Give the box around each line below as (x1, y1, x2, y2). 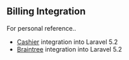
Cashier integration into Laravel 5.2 (16, 38, 118, 46)
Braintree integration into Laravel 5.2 (16, 45, 122, 53)
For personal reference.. (6, 24, 76, 32)
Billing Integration (6, 6, 86, 17)
